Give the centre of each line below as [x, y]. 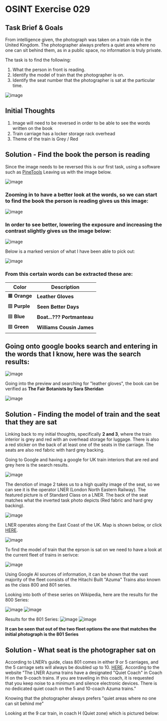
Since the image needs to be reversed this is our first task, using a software [83, 166]
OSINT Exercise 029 [48, 9]
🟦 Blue [16, 316]
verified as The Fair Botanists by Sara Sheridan [54, 389]
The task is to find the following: [38, 60]
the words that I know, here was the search [73, 354]
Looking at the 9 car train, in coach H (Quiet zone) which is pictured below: [82, 713]
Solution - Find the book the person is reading [78, 155]
